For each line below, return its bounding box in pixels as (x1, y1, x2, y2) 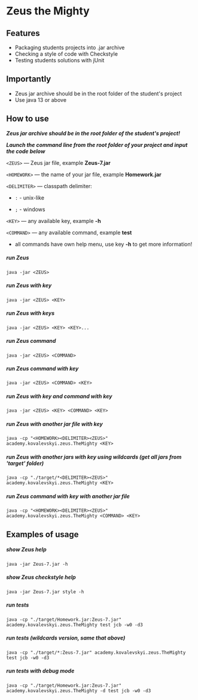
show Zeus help (6, 546, 47, 553)
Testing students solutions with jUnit (14, 57, 105, 64)
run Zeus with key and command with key (6, 393, 112, 400)
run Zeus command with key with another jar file (6, 493, 130, 500)
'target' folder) (6, 460, 44, 467)
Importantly (6, 74, 51, 85)
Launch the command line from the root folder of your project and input (6, 141, 188, 148)
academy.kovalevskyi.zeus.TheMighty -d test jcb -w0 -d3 (6, 687, 151, 693)
